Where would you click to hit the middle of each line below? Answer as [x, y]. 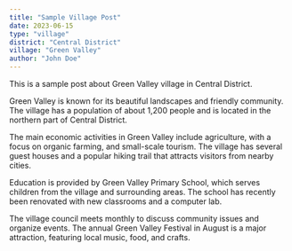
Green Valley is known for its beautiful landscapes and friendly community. [146, 101]
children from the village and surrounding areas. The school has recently [142, 192]
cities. [20, 165]
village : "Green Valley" [55, 51]
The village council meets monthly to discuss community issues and [134, 219]
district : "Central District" [65, 42]
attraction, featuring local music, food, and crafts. [100, 237]
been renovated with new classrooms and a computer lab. [116, 201]
